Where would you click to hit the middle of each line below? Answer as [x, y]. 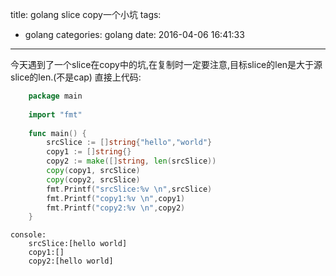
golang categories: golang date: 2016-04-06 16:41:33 [134, 34]
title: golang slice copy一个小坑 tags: [86, 14]
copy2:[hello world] [71, 261]
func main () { [57, 133]
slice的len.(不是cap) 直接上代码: [76, 77]
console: [28, 235]
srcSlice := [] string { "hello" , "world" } [129, 143]
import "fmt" [55, 114]
